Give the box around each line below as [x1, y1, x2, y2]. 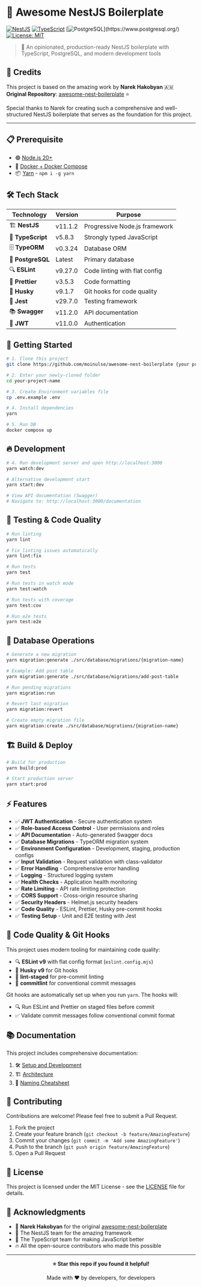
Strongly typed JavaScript [84, 233, 158, 241]
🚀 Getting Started [6, 340, 73, 350]
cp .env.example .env [6, 394, 61, 400]
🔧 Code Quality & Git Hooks [6, 930, 110, 940]
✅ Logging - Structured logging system [14, 872, 113, 878]
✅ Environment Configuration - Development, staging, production [14, 845, 180, 852]
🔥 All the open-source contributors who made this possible [14, 1242, 162, 1250]
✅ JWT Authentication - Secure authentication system [14, 818, 152, 825]
